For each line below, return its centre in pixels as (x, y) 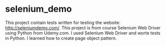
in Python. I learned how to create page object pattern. (61, 38)
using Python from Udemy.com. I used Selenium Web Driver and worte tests (83, 33)
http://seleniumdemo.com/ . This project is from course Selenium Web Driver (83, 27)
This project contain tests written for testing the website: (63, 23)
